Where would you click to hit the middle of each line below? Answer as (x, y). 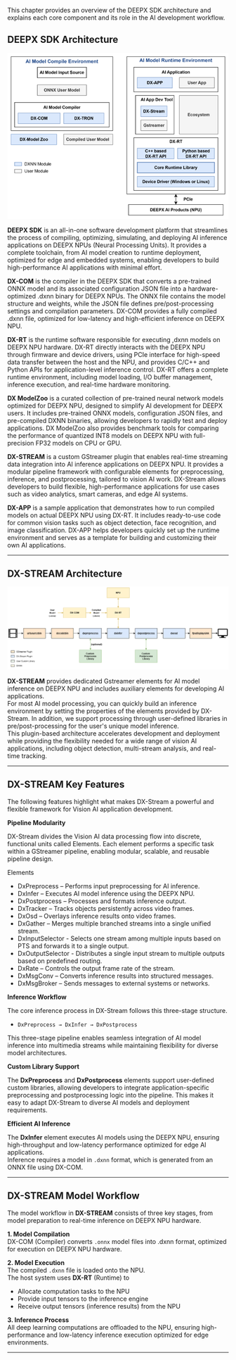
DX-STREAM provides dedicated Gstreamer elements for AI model (104, 681)
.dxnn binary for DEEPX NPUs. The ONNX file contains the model (132, 296)
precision (21, 443)
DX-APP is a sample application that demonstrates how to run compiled (111, 508)
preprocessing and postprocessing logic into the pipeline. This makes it (111, 1095)
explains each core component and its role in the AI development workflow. (116, 18)
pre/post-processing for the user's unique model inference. (93, 726)
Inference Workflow (37, 997)
